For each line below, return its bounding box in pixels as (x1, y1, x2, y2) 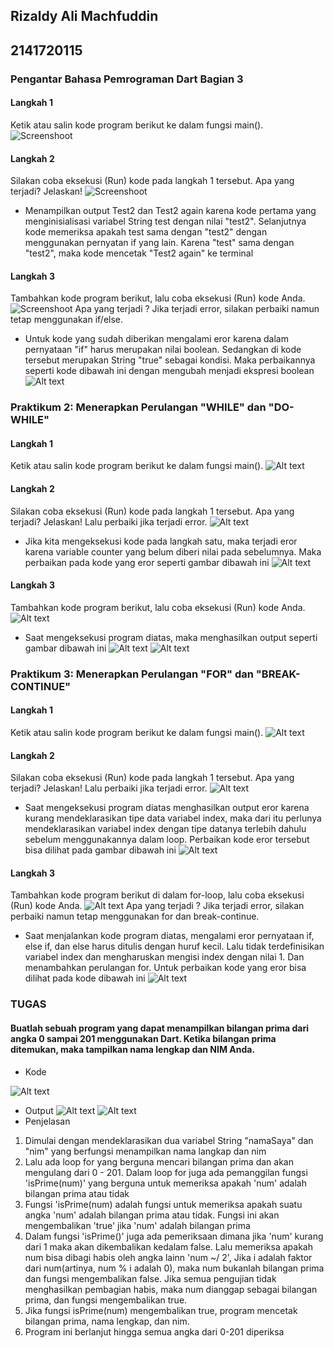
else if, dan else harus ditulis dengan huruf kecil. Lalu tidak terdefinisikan (24, 940, 325, 953)
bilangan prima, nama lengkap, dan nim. (24, 1315, 190, 1327)
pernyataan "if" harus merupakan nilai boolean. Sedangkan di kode (24, 344, 302, 356)
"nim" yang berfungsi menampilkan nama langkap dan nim (24, 1145, 267, 1157)
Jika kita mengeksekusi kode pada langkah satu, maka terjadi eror (24, 535, 298, 547)
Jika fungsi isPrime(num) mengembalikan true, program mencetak (24, 1304, 298, 1316)
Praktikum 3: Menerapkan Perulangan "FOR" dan (10, 667, 254, 681)
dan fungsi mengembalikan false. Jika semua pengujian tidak (24, 1272, 277, 1284)
